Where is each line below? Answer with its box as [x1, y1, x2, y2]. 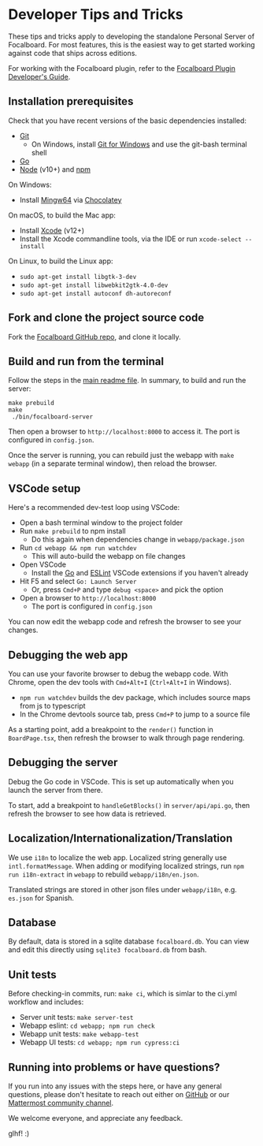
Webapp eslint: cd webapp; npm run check [19, 1021, 155, 1030]
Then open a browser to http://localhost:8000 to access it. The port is [8, 427, 240, 437]
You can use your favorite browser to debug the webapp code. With [8, 669, 228, 679]
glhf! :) [8, 1129, 30, 1138]
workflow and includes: [8, 997, 84, 1006]
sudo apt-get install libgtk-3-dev [19, 273, 137, 281]
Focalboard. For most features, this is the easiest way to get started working [8, 39, 256, 49]
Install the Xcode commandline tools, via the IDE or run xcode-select [19, 234, 242, 244]
